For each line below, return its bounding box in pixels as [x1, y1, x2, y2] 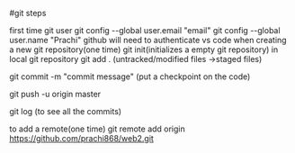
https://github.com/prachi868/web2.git [9, 133, 155, 143]
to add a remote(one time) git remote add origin [9, 123, 186, 134]
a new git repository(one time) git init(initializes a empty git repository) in [9, 44, 279, 55]
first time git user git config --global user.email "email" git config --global [9, 25, 281, 35]
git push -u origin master [9, 89, 102, 99]
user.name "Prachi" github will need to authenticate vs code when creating [9, 35, 287, 45]
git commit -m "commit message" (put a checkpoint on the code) [9, 71, 251, 82]
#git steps [9, 8, 47, 18]
